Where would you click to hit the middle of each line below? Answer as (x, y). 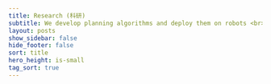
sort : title (28, 53)
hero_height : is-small (46, 61)
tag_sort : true (34, 68)
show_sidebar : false (43, 38)
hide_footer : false (41, 46)
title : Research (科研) (47, 16)
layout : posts (32, 30)
